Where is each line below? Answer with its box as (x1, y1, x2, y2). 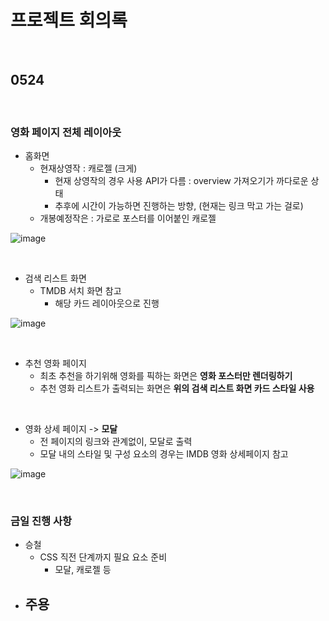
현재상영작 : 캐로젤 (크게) (39, 162, 138, 175)
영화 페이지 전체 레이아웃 (10, 125, 122, 139)
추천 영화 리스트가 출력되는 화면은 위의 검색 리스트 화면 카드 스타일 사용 (39, 382, 315, 395)
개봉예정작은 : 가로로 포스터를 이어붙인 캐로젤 (39, 212, 217, 225)
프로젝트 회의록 (10, 9, 128, 32)
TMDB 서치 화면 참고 (39, 285, 122, 297)
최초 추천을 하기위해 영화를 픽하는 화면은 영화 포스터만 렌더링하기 (39, 370, 293, 382)
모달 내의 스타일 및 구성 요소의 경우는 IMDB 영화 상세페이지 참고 (39, 448, 289, 460)
